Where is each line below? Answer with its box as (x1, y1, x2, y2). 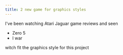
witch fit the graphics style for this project (5, 44, 89, 50)
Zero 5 (12, 30, 26, 36)
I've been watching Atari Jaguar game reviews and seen (5, 20, 118, 26)
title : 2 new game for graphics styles (5, 7, 86, 12)
